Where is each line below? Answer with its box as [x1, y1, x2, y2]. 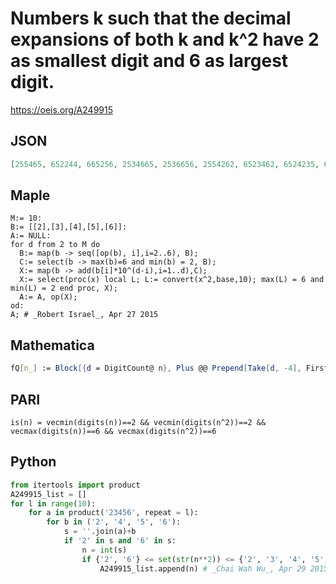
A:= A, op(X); [19, 292, 78, 302]
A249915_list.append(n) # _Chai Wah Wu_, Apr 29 [99, 563, 307, 574]
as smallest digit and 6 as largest [10, 50, 289, 72]
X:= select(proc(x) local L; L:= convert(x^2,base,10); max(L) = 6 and [19, 275, 325, 285]
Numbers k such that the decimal [10, 7, 292, 30]
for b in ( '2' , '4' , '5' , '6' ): [46, 517, 182, 527]
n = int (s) [81, 545, 128, 555]
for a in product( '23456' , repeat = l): [28, 508, 199, 518]
